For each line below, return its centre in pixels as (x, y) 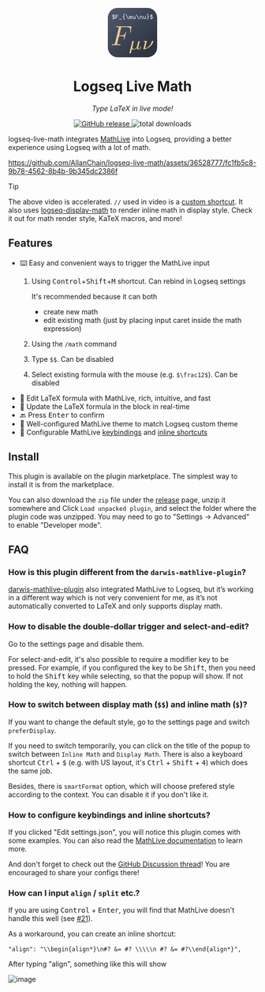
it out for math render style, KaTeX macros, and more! (95, 218)
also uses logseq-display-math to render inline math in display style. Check (131, 210)
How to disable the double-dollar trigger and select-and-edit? (129, 626)
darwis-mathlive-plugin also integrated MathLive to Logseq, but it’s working (131, 589)
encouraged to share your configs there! (74, 873)
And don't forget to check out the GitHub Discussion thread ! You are (119, 864)
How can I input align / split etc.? (74, 893)
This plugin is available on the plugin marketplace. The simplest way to (123, 476)
